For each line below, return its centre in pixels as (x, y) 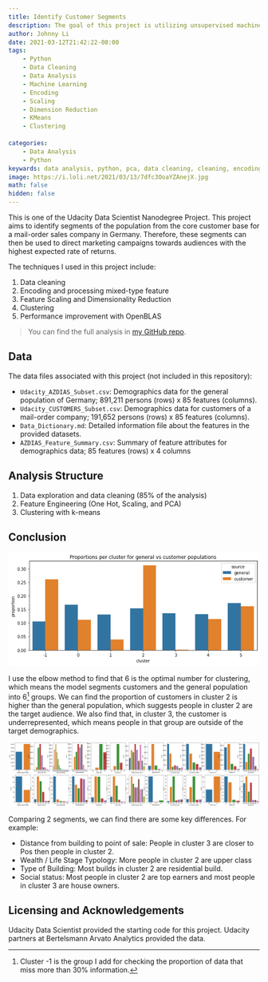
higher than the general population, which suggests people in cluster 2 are (130, 705)
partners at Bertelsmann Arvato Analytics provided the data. (107, 938)
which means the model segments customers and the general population (128, 687)
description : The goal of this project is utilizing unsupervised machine (135, 25)
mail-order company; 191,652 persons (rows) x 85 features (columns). (134, 417)
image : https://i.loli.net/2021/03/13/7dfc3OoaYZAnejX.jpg (108, 177)
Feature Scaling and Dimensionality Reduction (95, 299)
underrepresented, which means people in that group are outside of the (126, 722)
